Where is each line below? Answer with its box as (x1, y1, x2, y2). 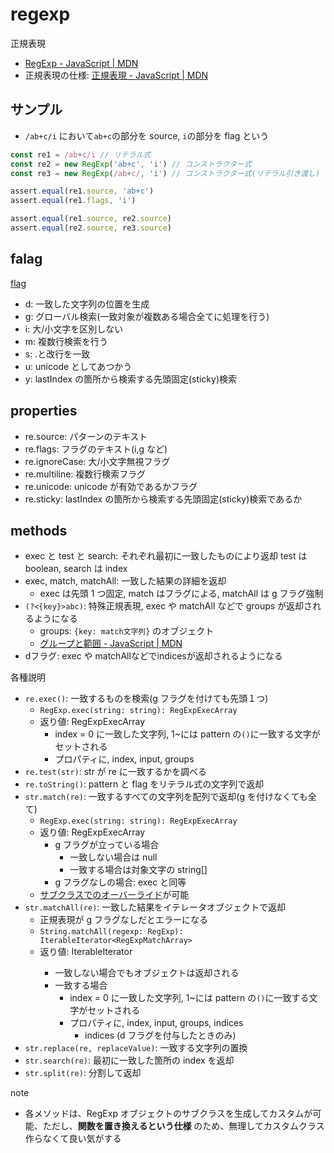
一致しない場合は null (69, 851, 158, 863)
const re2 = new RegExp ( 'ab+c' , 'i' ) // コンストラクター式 (10, 159, 252, 169)
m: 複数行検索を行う (24, 335, 109, 347)
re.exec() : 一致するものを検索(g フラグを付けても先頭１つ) (24, 693, 269, 705)
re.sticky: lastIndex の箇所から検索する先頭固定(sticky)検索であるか (24, 493, 303, 505)
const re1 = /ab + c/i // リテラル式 (10, 149, 152, 160)
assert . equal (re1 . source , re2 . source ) (10, 214, 172, 224)
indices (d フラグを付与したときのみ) (84, 1029, 237, 1042)
